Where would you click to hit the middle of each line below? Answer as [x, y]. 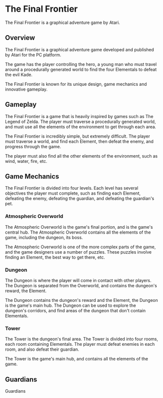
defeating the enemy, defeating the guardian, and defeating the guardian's [80, 199]
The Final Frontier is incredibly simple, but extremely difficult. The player [78, 136]
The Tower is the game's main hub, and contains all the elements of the [77, 359]
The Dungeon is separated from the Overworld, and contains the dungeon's [81, 285]
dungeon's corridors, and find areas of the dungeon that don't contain [75, 310]
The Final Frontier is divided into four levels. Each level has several [72, 188]
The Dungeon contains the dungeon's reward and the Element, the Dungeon [81, 300]
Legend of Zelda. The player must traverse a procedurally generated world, [81, 121]
